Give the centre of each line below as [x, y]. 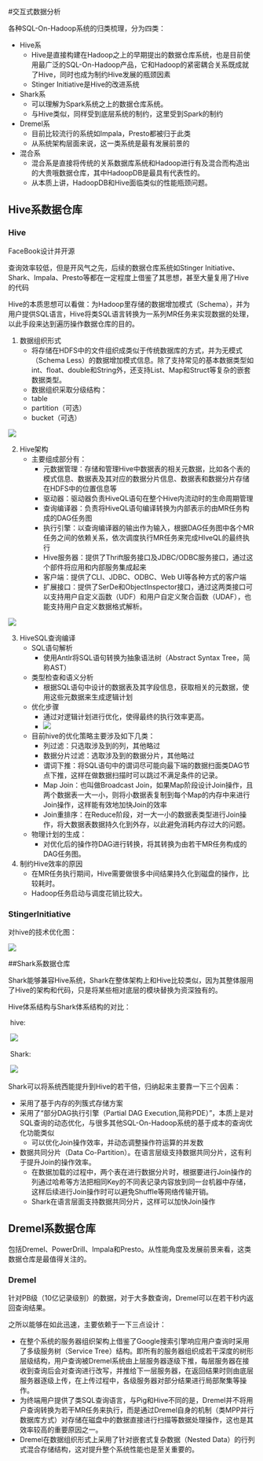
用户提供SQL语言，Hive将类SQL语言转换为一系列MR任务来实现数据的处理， [131, 314]
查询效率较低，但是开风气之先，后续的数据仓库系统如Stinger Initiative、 [124, 267]
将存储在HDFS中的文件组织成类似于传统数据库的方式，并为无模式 [137, 350]
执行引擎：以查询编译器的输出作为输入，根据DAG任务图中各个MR [148, 528]
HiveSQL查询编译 [47, 638]
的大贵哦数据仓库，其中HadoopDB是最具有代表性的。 [118, 173]
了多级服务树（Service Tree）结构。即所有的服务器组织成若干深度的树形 [136, 1351]
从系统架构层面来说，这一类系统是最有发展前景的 [110, 143]
